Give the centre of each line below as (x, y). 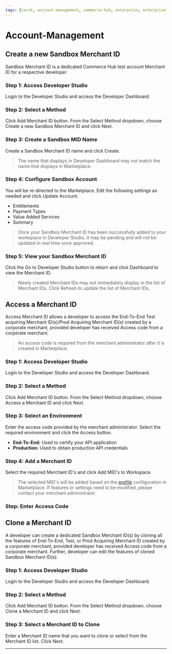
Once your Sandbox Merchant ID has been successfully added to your (92, 232)
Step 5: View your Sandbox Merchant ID (56, 256)
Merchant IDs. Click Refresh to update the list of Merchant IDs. (84, 288)
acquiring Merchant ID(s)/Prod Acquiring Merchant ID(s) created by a (78, 322)
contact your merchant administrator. (57, 493)
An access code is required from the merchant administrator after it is (91, 343)
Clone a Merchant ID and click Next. (43, 611)
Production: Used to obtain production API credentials (70, 448)
